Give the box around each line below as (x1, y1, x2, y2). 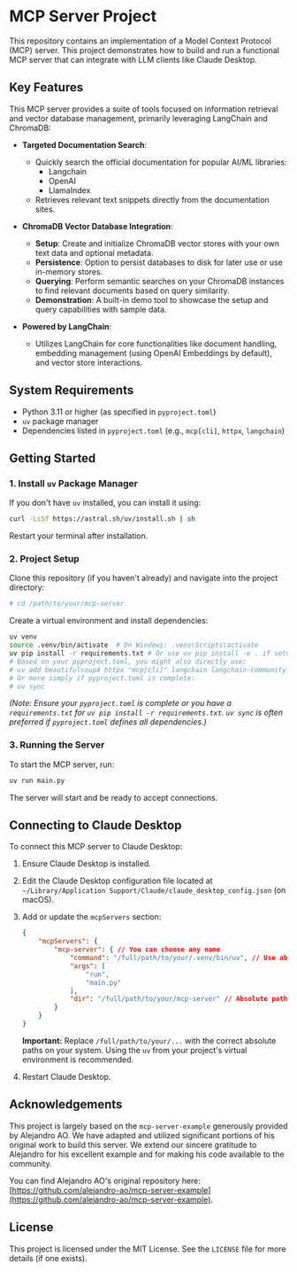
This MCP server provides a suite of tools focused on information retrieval (9, 104, 278, 114)
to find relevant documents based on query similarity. (34, 285, 230, 296)
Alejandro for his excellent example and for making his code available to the (9, 1149, 285, 1160)
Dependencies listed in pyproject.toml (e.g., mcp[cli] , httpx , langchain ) (21, 425, 286, 436)
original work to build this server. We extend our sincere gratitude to (9, 1139, 257, 1150)
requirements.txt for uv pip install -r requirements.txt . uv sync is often (9, 707, 284, 718)
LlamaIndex (48, 184, 91, 196)
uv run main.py (9, 776, 65, 785)
